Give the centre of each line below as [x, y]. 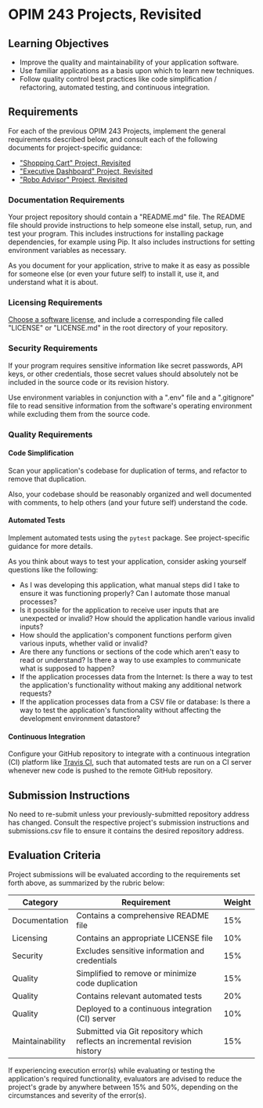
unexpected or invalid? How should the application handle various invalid [137, 619]
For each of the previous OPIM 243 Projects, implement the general [117, 130]
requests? [36, 693]
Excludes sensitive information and [141, 950]
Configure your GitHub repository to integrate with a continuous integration [129, 754]
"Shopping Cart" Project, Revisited [75, 163]
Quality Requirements [50, 434]
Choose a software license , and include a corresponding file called [116, 320]
